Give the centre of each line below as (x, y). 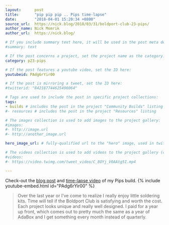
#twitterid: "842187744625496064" (41, 88)
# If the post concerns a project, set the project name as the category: (85, 56)
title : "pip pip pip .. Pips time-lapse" (56, 15)
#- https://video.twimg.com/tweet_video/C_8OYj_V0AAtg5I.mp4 (71, 162)
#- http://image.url (27, 130)
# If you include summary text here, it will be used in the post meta (82, 42)
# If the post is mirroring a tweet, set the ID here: (64, 83)
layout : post (24, 10)
